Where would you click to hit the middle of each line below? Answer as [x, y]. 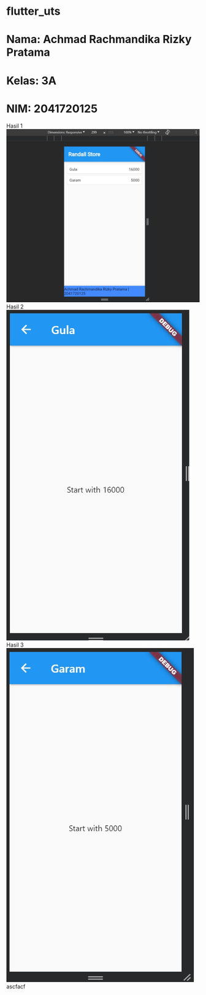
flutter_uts [33, 11]
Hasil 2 [15, 306]
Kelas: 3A [32, 80]
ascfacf [16, 986]
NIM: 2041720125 [52, 108]
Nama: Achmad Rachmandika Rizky [99, 40]
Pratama [28, 53]
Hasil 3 [15, 645]
